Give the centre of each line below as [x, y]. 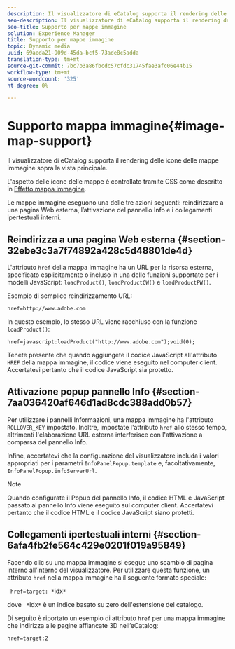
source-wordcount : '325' [43, 79]
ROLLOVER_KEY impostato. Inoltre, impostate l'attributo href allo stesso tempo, [117, 427]
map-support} [50, 141]
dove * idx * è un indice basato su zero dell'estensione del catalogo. [105, 604]
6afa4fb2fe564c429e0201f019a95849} [97, 546]
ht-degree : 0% [28, 86]
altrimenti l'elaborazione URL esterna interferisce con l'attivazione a [105, 435]
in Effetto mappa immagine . [47, 189]
